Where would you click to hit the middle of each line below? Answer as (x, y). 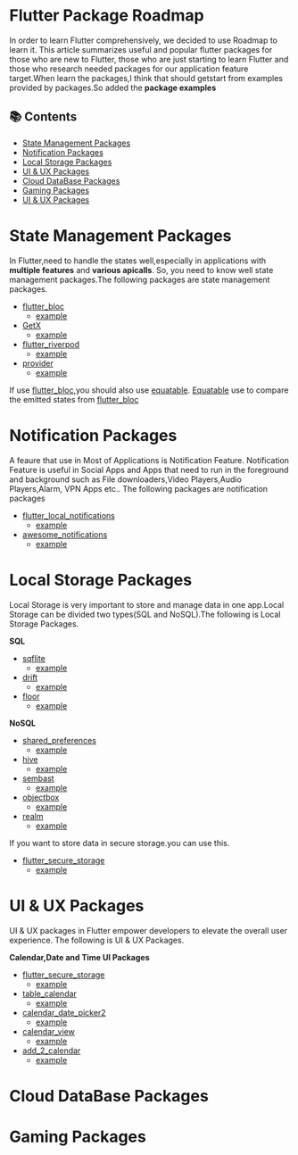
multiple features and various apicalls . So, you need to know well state (141, 270)
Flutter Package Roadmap (107, 16)
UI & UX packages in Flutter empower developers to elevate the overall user (149, 930)
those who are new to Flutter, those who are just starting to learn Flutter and (149, 59)
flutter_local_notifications (69, 515)
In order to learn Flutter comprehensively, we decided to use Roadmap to (144, 40)
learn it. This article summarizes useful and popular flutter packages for (141, 49)
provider (37, 363)
